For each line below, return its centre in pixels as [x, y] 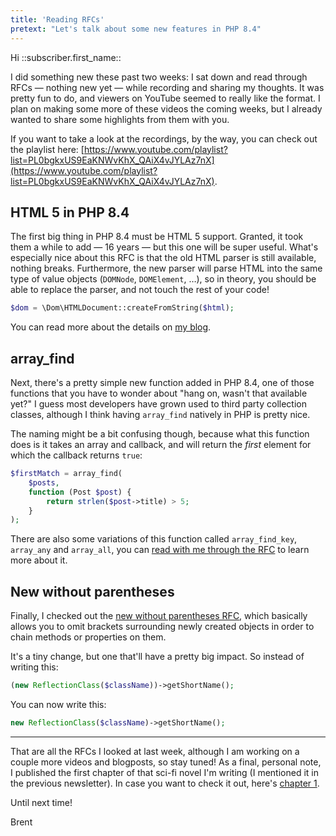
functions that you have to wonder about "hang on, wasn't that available [159, 393]
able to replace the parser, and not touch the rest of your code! [140, 290]
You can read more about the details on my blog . [111, 327]
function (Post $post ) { [80, 492]
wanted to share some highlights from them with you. [120, 119]
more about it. [39, 560]
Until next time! [41, 802]
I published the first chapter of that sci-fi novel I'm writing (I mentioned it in [164, 772]
